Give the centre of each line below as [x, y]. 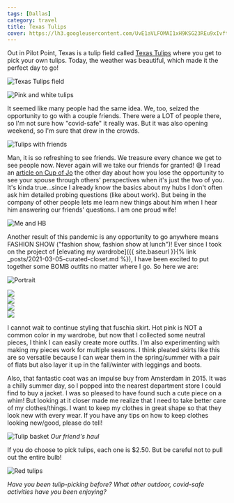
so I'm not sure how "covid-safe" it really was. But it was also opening [108, 124]
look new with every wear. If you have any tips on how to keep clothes [108, 416]
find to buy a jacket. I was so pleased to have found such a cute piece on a [114, 393]
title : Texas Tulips [37, 27]
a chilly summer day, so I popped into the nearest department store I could [114, 386]
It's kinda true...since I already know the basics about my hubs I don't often [115, 188]
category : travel [32, 20]
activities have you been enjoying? [57, 492]
